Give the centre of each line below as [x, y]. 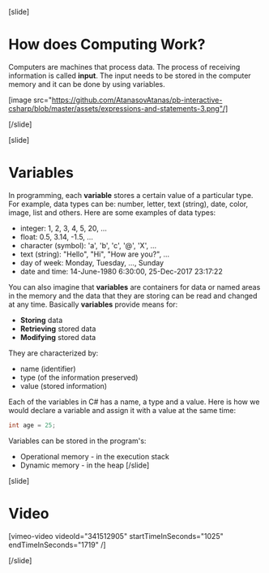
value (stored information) [64, 386]
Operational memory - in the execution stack [95, 456]
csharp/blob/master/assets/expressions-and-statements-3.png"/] [118, 108]
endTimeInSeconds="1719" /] [58, 545]
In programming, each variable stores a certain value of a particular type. [131, 195]
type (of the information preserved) [79, 377]
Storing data [41, 320]
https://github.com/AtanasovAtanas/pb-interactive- [137, 100]
